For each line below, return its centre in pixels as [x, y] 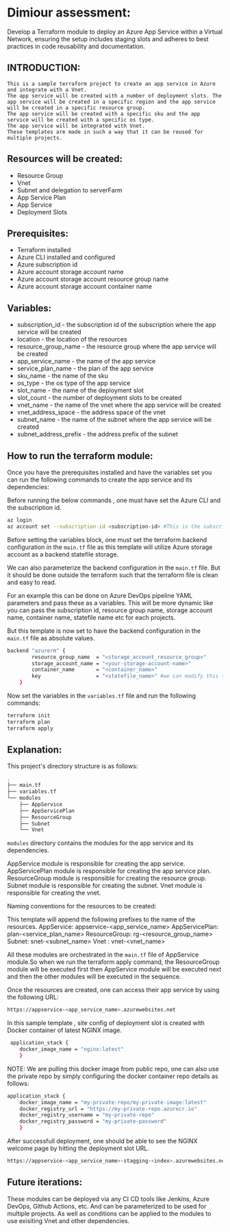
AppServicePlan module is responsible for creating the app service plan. [109, 871]
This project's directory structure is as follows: [73, 766]
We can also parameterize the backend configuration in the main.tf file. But [114, 568]
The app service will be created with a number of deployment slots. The [115, 96]
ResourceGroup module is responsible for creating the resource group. [107, 878]
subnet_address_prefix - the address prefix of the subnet [98, 434]
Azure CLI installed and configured [66, 257]
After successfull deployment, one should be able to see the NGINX [102, 1141]
